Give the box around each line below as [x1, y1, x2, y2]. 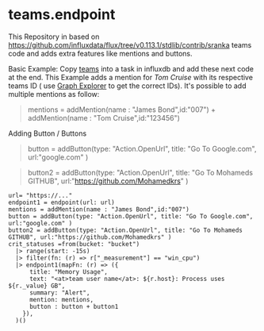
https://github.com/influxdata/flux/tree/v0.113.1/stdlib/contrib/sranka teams [8, 40, 252, 49]
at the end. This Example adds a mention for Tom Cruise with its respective [8, 72, 254, 82]
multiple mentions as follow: [8, 89, 100, 98]
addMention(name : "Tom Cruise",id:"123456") [27, 113, 181, 122]
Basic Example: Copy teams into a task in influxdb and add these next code [8, 64, 254, 73]
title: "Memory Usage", [29, 267, 109, 275]
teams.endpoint [8, 6, 116, 24]
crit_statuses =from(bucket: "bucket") [8, 240, 140, 248]
